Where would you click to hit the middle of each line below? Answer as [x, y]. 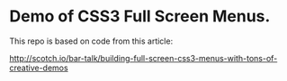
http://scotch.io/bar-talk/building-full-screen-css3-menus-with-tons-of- [143, 58]
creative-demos [39, 68]
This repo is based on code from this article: [91, 41]
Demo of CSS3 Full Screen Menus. [140, 16]
